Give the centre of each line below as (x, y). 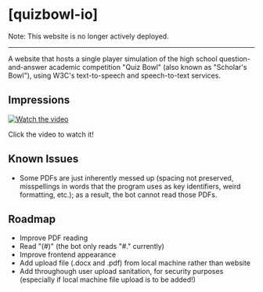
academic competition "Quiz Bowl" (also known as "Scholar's (148, 67)
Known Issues (43, 159)
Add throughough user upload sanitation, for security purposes (121, 272)
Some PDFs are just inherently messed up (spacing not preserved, (126, 177)
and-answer (28, 67)
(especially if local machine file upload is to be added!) (107, 279)
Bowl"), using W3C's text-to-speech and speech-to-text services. (115, 75)
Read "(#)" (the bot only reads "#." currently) (92, 246)
